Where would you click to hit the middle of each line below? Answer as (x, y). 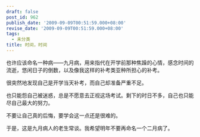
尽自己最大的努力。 (30, 102)
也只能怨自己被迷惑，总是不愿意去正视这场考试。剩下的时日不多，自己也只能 (100, 95)
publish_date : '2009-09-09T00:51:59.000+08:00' (66, 23)
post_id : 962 (22, 17)
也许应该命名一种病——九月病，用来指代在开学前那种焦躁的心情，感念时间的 (100, 63)
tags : (13, 34)
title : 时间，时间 (27, 45)
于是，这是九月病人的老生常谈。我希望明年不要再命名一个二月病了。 (90, 128)
